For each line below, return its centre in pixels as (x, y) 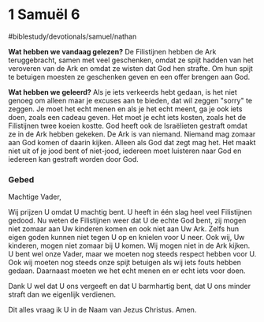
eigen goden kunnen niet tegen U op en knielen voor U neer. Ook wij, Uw (126, 238)
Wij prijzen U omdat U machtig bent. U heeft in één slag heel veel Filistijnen (130, 212)
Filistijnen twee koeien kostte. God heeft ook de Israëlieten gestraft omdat (128, 125)
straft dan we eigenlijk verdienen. (62, 294)
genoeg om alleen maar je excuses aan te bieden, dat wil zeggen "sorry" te (130, 100)
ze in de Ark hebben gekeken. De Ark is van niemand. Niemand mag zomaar (132, 134)
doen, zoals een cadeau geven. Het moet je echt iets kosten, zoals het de (127, 117)
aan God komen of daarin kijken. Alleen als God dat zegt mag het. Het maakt (132, 142)
